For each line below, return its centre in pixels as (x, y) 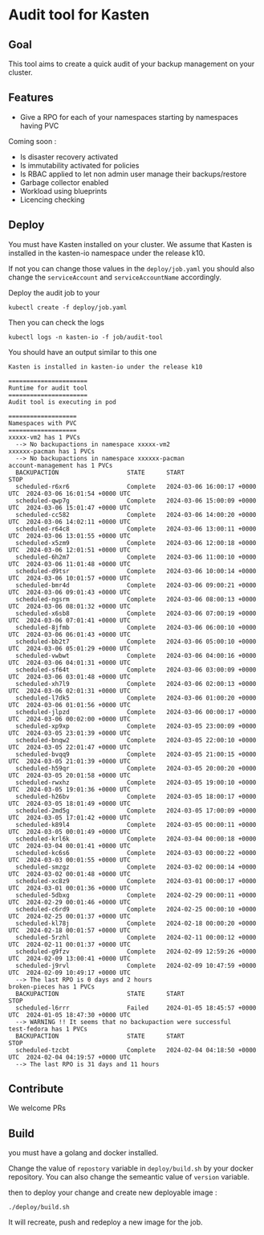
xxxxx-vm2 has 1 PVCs (45, 437)
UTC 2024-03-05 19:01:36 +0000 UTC (69, 789)
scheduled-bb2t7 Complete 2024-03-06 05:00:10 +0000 (136, 642)
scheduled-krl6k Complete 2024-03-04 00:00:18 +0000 (136, 839)
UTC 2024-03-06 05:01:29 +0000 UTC (69, 648)
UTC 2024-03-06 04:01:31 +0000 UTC (69, 663)
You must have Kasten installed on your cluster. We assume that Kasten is (130, 244)
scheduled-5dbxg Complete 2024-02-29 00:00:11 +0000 (136, 895)
